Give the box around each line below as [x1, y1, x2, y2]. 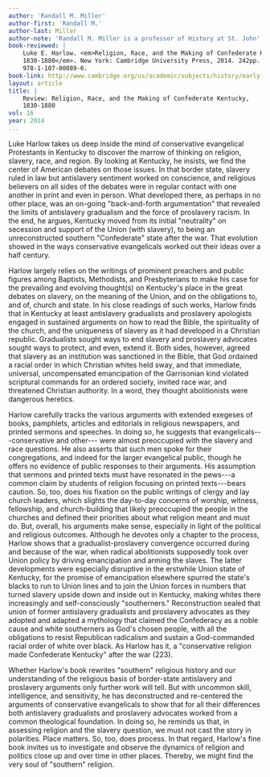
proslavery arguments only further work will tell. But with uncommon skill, [8, 682, 252, 692]
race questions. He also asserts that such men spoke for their [8, 444, 212, 454]
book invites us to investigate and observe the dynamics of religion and [8, 742, 245, 752]
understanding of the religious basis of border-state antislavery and [8, 674, 232, 684]
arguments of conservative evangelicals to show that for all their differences [8, 699, 261, 709]
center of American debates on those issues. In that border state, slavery [8, 164, 251, 174]
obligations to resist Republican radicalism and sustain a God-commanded [8, 632, 255, 642]
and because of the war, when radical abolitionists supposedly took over [8, 546, 249, 556]
